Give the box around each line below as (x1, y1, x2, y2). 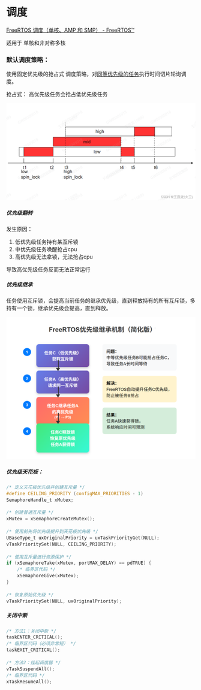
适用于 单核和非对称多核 (6, 39, 66, 46)
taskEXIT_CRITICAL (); (6, 647, 61, 653)
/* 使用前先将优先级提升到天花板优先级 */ (6, 529, 99, 535)
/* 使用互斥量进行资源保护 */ (6, 554, 72, 560)
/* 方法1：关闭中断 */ (6, 628, 57, 634)
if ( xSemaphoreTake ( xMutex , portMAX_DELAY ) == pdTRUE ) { (6, 560, 152, 567)
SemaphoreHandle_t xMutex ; (6, 497, 74, 503)
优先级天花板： (6, 468, 43, 475)
